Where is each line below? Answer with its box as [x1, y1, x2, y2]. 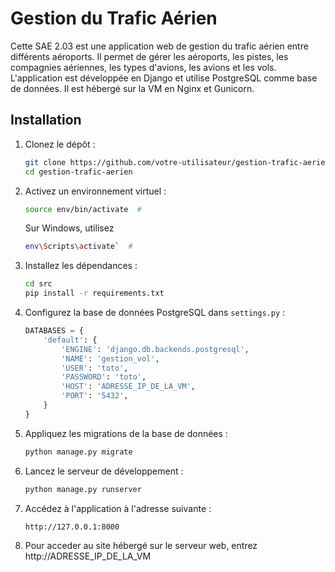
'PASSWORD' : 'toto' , [61, 372, 147, 382]
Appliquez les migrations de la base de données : [24, 427, 228, 439]
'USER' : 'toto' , [61, 363, 129, 373]
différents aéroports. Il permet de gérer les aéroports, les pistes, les [10, 50, 289, 62]
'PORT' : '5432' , [61, 391, 129, 401]
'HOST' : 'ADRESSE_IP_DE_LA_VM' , [61, 382, 196, 392]
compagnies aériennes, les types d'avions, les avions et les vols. [10, 61, 277, 73]
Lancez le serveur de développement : [24, 465, 184, 477]
